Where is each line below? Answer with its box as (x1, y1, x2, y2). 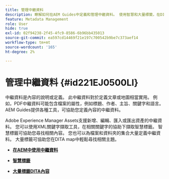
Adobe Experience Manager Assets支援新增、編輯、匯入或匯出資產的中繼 (5, 117, 158, 123)
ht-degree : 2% (5, 49, 35, 54)
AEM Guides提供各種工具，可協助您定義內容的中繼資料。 (5, 107, 123, 113)
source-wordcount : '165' (5, 45, 57, 50)
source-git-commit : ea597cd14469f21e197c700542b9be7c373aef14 (5, 36, 138, 41)
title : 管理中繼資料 (5, 7, 44, 13)
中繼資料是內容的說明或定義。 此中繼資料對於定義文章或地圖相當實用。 (5, 94, 152, 100)
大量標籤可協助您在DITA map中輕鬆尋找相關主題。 (15, 136, 119, 142)
